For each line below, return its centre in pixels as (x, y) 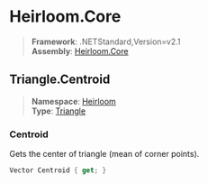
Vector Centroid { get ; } (58, 170)
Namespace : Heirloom (74, 101)
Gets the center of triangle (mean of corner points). (104, 154)
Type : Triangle (59, 111)
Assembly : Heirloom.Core (80, 51)
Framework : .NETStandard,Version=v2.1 (106, 41)
